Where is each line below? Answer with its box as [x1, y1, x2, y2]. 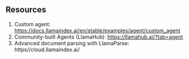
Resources [5, 5, 47, 15]
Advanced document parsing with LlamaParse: [14, 39, 129, 46]
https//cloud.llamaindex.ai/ [14, 46, 80, 53]
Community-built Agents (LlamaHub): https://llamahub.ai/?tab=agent [14, 33, 183, 41]
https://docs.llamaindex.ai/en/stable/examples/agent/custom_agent [14, 27, 181, 34]
